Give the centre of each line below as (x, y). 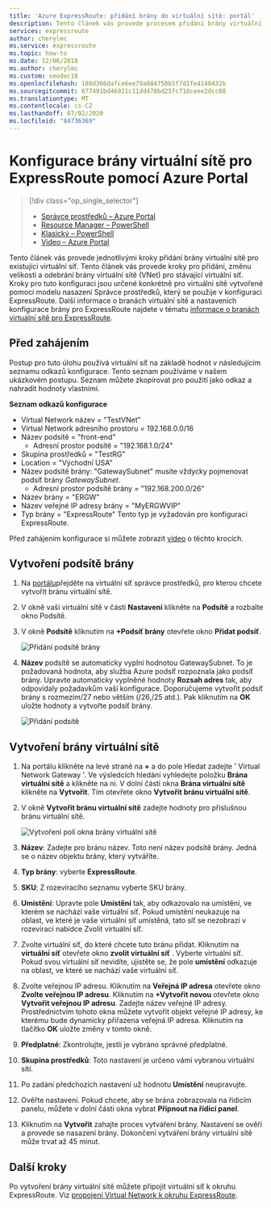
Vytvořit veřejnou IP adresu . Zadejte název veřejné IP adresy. (124, 1004)
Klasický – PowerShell (77, 233)
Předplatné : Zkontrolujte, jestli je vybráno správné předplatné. (124, 1045)
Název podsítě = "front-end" (68, 436)
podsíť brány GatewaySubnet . (71, 480)
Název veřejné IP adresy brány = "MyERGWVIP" (101, 505)
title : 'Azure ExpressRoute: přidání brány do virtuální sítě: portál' (132, 16)
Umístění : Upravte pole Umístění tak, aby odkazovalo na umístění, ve (136, 903)
